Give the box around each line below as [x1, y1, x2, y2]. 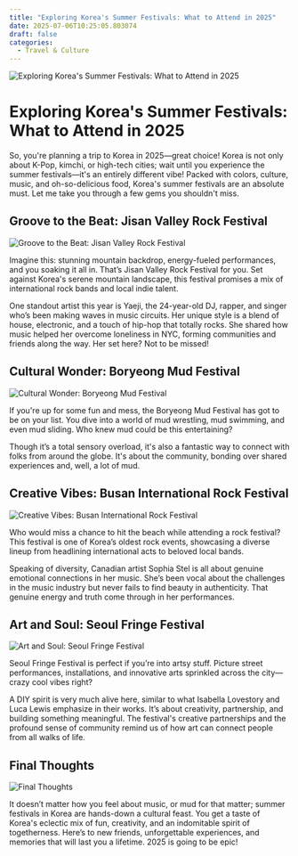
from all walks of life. [9, 732, 86, 743]
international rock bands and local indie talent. [9, 282, 179, 294]
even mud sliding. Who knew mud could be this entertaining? [9, 424, 233, 435]
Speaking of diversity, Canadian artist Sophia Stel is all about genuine [9, 563, 264, 574]
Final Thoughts [9, 758, 95, 773]
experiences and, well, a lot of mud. [9, 460, 141, 470]
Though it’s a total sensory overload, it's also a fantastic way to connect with [9, 441, 290, 452]
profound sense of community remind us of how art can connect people [9, 722, 274, 733]
